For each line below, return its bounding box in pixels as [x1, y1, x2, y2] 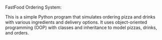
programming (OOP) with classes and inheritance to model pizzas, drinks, [5, 24, 157, 30]
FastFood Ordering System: [5, 4, 61, 10]
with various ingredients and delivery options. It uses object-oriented [5, 19, 147, 25]
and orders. [5, 30, 29, 35]
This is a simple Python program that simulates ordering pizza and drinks [5, 14, 156, 19]
